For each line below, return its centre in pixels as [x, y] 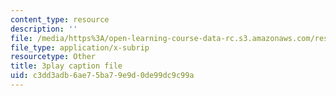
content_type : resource [60, 19]
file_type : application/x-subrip [80, 47]
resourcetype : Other [53, 57]
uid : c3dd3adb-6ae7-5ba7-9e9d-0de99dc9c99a [102, 76]
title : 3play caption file [66, 66]
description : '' [44, 29]
